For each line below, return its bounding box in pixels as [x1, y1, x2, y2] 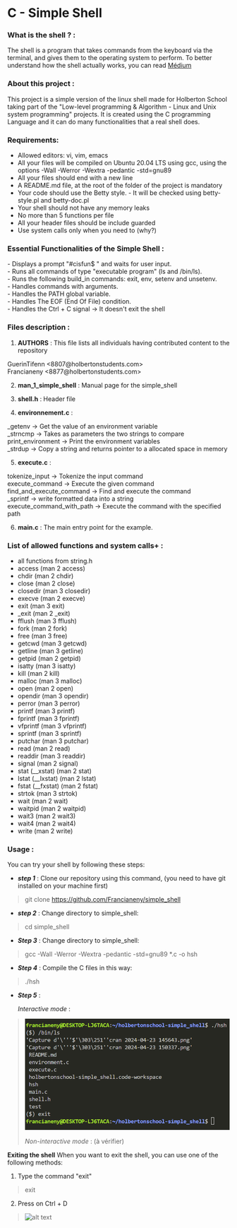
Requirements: [7, 135, 59, 145]
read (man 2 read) [17, 744, 71, 753]
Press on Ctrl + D [17, 1199, 68, 1208]
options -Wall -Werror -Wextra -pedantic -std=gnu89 [17, 166, 171, 174]
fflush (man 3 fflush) [17, 616, 78, 625]
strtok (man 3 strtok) [17, 789, 78, 797]
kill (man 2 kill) [17, 669, 60, 677]
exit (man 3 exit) [17, 602, 65, 610]
